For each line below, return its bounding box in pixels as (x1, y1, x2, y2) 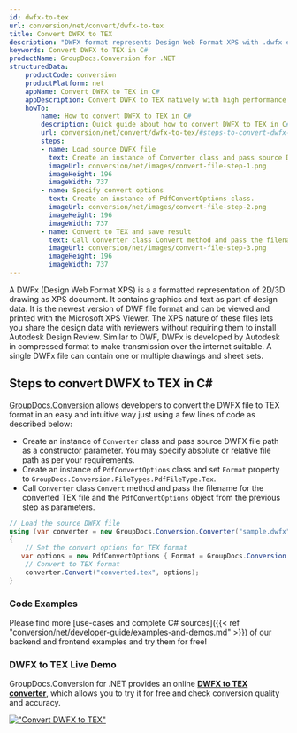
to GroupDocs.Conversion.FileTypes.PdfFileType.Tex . (21, 473, 217, 484)
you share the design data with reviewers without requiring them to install (9, 322, 277, 332)
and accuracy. (9, 698, 61, 708)
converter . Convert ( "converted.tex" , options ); (25, 568, 200, 577)
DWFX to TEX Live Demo (9, 658, 117, 670)
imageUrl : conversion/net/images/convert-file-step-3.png (48, 244, 267, 253)
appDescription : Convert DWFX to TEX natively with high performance (25, 95, 287, 105)
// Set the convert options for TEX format (25, 543, 188, 552)
